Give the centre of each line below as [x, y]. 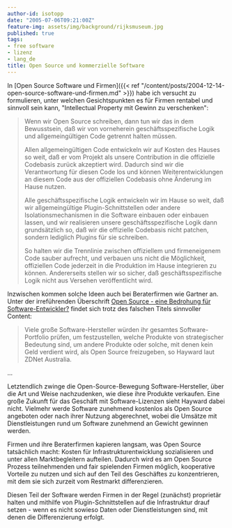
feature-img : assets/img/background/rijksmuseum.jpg [85, 27]
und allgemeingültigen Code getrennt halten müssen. [100, 136]
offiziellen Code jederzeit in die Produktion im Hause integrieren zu [121, 265]
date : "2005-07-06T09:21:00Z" [51, 20]
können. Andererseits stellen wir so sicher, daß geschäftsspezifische [123, 273]
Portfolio [37, 337]
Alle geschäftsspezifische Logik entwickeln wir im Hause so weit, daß [124, 200]
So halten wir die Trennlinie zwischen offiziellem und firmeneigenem [122, 250]
